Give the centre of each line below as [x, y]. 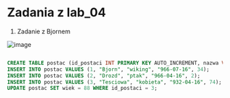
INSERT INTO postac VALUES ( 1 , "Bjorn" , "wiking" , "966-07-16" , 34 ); [108, 69]
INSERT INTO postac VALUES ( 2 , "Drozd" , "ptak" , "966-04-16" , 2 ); [104, 76]
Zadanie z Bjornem [43, 31]
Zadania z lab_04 [56, 13]
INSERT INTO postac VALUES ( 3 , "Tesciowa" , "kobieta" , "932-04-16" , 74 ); [115, 82]
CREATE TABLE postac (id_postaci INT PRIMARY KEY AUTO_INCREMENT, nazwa [113, 63]
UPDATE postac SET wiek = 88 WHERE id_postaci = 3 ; [82, 88]
